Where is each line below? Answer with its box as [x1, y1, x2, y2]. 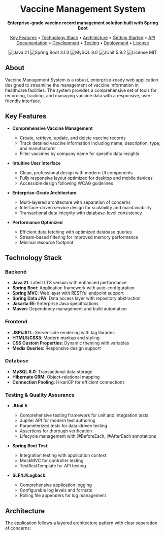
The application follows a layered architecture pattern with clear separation [5, 520, 158, 526]
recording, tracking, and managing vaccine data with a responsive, [5, 92, 140, 98]
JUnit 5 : [12, 403, 29, 409]
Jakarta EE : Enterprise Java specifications [12, 301, 99, 306]
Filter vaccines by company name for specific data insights [19, 151, 139, 156]
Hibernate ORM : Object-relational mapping [12, 374, 100, 380]
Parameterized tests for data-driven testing [19, 423, 107, 429]
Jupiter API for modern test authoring [19, 418, 96, 423]
